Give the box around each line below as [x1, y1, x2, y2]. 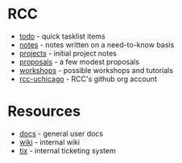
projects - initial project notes [19, 48, 118, 58]
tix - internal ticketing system [19, 145, 116, 155]
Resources [7, 102, 81, 120]
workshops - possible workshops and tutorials [19, 65, 174, 75]
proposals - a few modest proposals [19, 57, 140, 67]
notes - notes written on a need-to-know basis [19, 39, 175, 49]
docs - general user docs [19, 128, 104, 138]
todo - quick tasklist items [19, 31, 105, 41]
